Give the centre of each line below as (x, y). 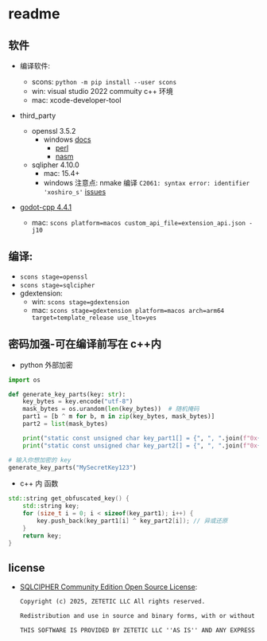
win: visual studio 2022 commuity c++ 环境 (102, 91)
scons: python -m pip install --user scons (104, 82)
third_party (38, 115)
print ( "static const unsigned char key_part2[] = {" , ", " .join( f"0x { (142, 446)
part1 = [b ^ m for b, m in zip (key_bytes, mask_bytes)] (119, 416)
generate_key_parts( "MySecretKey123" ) (72, 467)
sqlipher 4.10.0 (55, 165)
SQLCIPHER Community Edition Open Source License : (108, 587)
